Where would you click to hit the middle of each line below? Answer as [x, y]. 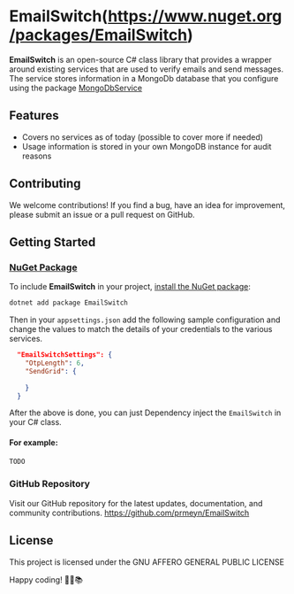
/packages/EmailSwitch [98, 35]
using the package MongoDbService [76, 88]
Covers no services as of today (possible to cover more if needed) [142, 137]
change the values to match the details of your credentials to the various [141, 329]
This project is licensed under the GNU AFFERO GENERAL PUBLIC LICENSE [147, 562]
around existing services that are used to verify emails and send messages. [147, 69]
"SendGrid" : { [51, 371]
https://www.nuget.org [195, 16]
